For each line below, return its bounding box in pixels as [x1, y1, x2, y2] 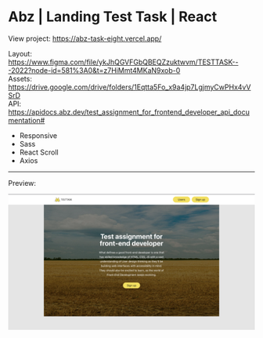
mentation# [8, 115, 45, 125]
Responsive [19, 130, 57, 140]
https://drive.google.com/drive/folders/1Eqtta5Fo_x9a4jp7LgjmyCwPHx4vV [8, 82, 251, 92]
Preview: [8, 178, 37, 187]
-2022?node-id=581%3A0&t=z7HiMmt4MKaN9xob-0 [8, 65, 181, 75]
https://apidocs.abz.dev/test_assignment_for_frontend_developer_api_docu [8, 107, 250, 117]
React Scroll [19, 147, 59, 157]
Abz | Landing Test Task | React [8, 8, 218, 26]
